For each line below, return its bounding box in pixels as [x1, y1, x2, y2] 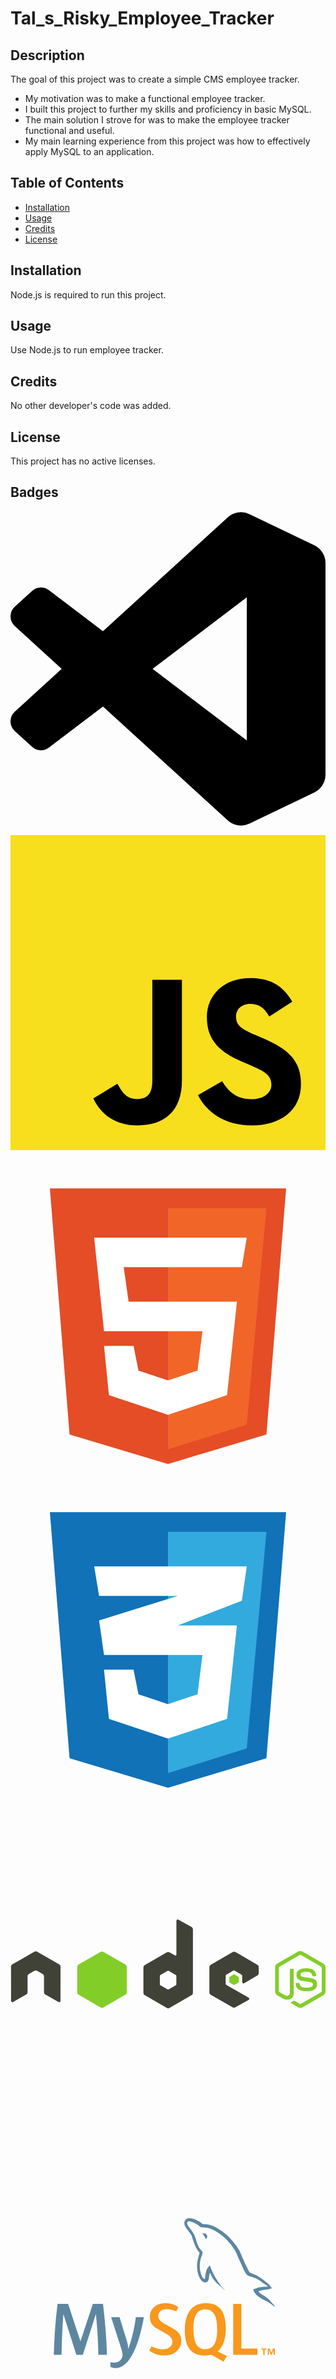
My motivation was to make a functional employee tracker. [24, 93, 266, 104]
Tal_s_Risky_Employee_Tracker [10, 7, 275, 30]
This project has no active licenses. [10, 455, 156, 467]
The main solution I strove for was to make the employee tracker [24, 114, 290, 126]
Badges [10, 484, 59, 501]
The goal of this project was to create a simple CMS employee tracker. [10, 73, 300, 85]
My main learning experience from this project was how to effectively [24, 135, 311, 147]
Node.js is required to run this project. [10, 288, 167, 301]
